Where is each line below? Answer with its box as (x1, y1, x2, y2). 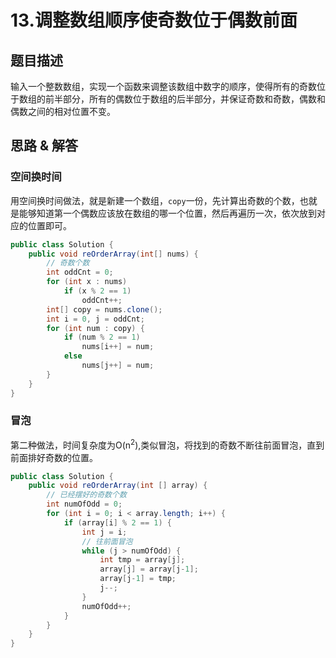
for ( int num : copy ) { (46, 323, 145, 333)
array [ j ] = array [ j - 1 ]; (99, 564, 199, 575)
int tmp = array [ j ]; (99, 555, 186, 565)
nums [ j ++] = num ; (81, 361, 155, 371)
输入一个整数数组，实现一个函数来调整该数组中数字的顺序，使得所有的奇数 (10, 81, 317, 92)
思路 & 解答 (10, 137, 79, 155)
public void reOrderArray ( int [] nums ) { (28, 249, 199, 259)
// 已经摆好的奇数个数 (46, 490, 127, 500)
